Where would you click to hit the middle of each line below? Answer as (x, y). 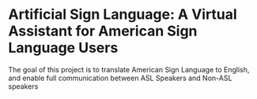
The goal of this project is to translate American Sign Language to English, (129, 69)
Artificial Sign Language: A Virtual (123, 15)
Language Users (63, 48)
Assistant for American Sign (103, 31)
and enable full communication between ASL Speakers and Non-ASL (120, 78)
